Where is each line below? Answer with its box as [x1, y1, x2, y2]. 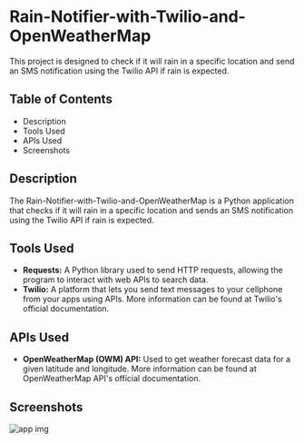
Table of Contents [9, 92, 113, 107]
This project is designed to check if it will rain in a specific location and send [9, 55, 295, 66]
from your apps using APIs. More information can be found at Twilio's [22, 293, 283, 305]
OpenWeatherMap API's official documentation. [22, 373, 201, 384]
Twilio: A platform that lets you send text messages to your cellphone [22, 284, 283, 295]
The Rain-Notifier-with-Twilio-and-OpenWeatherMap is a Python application [9, 195, 295, 206]
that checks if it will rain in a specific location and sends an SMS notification [9, 204, 294, 215]
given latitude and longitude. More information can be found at [22, 363, 257, 374]
